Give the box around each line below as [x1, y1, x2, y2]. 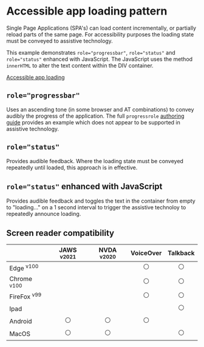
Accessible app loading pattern [6, 4, 168, 18]
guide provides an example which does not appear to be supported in [6, 118, 181, 126]
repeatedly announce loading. [6, 211, 81, 218]
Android [9, 317, 32, 325]
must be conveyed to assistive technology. [6, 37, 114, 44]
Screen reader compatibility [6, 227, 114, 238]
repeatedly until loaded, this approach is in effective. [6, 164, 138, 171]
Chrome [9, 275, 32, 283]
